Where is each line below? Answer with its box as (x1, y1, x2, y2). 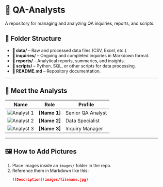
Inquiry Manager (65, 125, 103, 132)
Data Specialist (65, 117, 100, 124)
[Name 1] (38, 109, 61, 116)
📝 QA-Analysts (5, 4, 65, 16)
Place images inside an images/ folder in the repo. (12, 163, 112, 169)
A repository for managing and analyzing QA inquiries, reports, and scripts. (5, 20, 155, 26)
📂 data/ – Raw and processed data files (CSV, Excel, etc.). (12, 47, 128, 53)
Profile (78, 101, 95, 108)
